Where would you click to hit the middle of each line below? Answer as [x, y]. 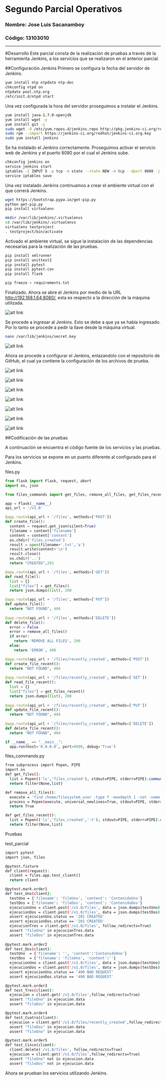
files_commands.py [25, 756]
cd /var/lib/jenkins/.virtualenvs [41, 223]
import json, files [25, 857]
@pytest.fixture [22, 866]
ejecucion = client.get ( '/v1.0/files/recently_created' [68, 1022]
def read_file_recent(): [31, 682]
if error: [20, 636]
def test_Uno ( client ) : [28, 894]
